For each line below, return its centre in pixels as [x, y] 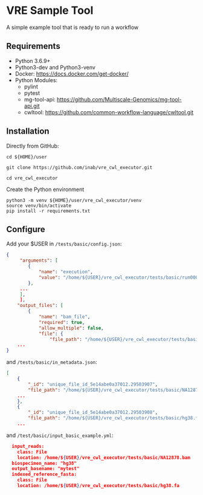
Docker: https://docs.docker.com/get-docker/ [72, 74]
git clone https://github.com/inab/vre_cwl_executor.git [79, 167]
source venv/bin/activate [39, 205]
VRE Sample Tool [50, 11]
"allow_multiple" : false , [71, 328]
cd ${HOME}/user [27, 157]
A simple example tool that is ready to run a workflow [72, 27]
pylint [31, 86]
